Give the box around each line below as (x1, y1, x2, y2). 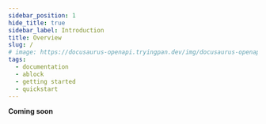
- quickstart (15, 85, 59, 93)
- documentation (15, 63, 69, 71)
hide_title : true (8, 19, 66, 27)
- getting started (15, 77, 77, 85)
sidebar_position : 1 (8, 11, 77, 20)
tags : (8, 56, 26, 64)
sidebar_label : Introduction (8, 26, 104, 34)
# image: (8, 48, 37, 56)
